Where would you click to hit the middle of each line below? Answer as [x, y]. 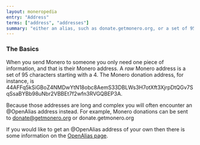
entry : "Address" [28, 17]
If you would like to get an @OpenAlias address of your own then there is [96, 129]
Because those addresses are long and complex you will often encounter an [99, 105]
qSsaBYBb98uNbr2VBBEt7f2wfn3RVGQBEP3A [63, 93]
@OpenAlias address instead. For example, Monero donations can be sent [97, 111]
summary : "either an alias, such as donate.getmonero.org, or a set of [97, 28]
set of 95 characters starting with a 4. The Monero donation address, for [95, 74]
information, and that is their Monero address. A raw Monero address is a [96, 68]
